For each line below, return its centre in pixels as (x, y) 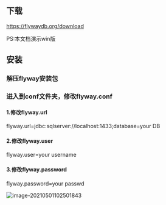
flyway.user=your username (42, 155)
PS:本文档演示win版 (31, 38)
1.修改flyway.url (27, 112)
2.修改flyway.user (30, 141)
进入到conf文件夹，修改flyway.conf (59, 96)
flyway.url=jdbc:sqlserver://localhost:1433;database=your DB (83, 126)
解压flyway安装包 (32, 79)
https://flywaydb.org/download (45, 26)
